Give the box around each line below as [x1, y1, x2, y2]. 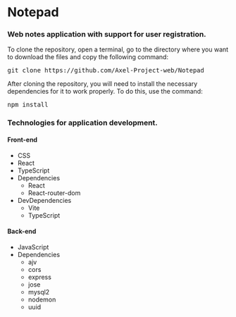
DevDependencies [17, 196, 72, 204]
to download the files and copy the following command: [7, 53, 169, 61]
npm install [7, 101, 49, 109]
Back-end [7, 227, 37, 236]
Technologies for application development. [7, 118, 159, 128]
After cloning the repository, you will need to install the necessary [7, 80, 198, 88]
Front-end [7, 135, 37, 144]
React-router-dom [27, 188, 81, 197]
